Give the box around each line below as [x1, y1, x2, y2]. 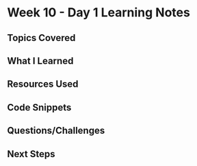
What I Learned [7, 55, 74, 66]
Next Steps [7, 148, 55, 160]
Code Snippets [7, 101, 72, 113]
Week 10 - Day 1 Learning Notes [7, 5, 190, 20]
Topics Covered [7, 32, 76, 44]
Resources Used [7, 79, 79, 90]
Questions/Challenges [7, 125, 105, 137]
